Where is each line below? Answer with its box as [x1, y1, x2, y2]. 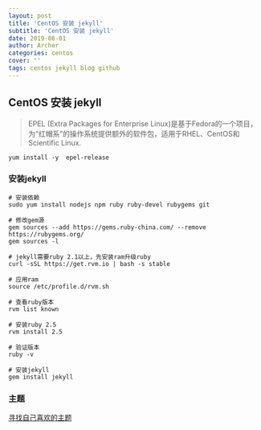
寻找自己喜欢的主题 [8, 413, 72, 423]
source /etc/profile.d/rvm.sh [8, 282, 110, 290]
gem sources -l [8, 237, 59, 245]
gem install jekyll [8, 373, 74, 381]
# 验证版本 [8, 343, 40, 351]
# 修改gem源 [8, 216, 45, 224]
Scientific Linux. [27, 137, 82, 147]
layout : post [8, 11, 52, 20]
